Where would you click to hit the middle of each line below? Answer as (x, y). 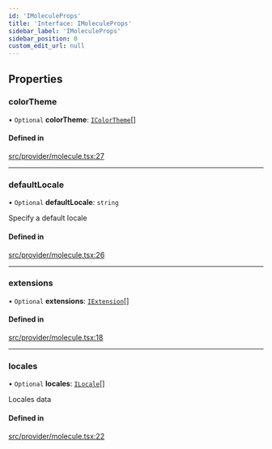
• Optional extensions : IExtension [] (69, 301)
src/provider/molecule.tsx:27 (57, 156)
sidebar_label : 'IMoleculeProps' (65, 31)
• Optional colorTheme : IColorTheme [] (72, 119)
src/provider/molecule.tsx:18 (56, 338)
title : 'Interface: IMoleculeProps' (70, 24)
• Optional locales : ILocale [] (57, 384)
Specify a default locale (48, 218)
